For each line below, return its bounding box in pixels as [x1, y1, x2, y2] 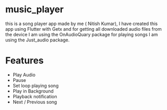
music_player [5, 4, 64, 15]
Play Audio [12, 72, 36, 78]
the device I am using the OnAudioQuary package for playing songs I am [5, 31, 158, 37]
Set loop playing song [12, 82, 59, 89]
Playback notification [12, 93, 57, 99]
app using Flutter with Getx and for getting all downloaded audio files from [5, 26, 162, 32]
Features [5, 55, 44, 67]
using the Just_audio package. [5, 37, 70, 43]
